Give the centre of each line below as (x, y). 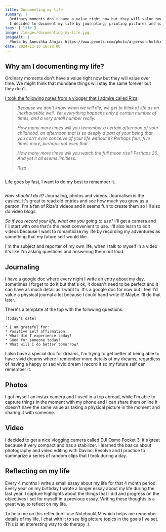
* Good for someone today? (33, 340)
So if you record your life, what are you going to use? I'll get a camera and (81, 221)
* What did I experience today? (38, 336)
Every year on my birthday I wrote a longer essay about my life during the (80, 488)
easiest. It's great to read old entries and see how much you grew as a (77, 201)
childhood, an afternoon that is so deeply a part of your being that (85, 133)
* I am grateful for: (27, 327)
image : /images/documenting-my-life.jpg (47, 33)
